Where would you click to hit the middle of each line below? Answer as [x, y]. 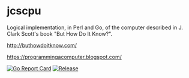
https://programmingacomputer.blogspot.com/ [64, 57]
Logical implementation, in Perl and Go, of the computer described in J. [95, 27]
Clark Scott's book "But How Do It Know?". [60, 33]
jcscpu [24, 11]
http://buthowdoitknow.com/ [42, 45]
